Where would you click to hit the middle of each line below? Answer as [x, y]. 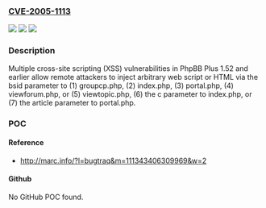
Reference [26, 143]
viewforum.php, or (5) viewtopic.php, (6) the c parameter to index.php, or [130, 94]
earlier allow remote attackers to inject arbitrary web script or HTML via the [133, 77]
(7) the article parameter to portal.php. [72, 102]
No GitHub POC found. [46, 197]
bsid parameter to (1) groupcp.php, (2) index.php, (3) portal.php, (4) [121, 85]
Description [32, 51]
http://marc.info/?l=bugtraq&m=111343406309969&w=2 [113, 160]
